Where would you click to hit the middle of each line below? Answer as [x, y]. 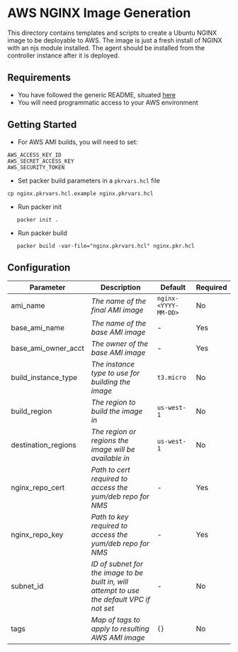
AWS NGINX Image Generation [99, 13]
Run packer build [42, 233]
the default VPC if [120, 599]
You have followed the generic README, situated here [96, 94]
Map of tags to [115, 620]
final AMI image [117, 310]
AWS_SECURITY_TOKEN [36, 167]
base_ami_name [38, 328]
